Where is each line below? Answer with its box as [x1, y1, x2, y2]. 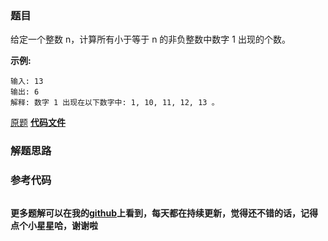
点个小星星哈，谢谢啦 [10, 219, 98, 231]
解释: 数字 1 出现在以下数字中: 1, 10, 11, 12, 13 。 [10, 98, 220, 108]
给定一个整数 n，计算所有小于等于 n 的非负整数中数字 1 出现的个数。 [10, 33, 291, 46]
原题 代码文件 [10, 117, 66, 129]
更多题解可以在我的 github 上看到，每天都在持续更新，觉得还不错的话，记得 [10, 207, 319, 219]
